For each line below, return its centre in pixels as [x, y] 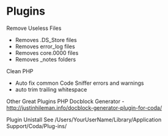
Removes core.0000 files [47, 52]
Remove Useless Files [34, 28]
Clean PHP [20, 71]
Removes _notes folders [46, 59]
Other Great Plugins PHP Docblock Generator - [65, 101]
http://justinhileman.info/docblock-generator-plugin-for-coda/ [84, 107]
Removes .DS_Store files [46, 40]
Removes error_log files [45, 46]
